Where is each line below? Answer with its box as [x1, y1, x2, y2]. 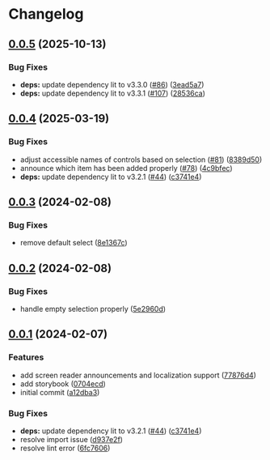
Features [8, 351, 44, 363]
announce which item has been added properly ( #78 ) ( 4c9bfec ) [19, 163, 233, 172]
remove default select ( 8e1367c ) [19, 238, 128, 248]
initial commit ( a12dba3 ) [19, 387, 100, 397]
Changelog [8, 5, 84, 23]
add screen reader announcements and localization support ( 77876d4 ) [19, 370, 257, 380]
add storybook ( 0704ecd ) [19, 378, 107, 389]
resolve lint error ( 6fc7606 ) [19, 443, 111, 453]
